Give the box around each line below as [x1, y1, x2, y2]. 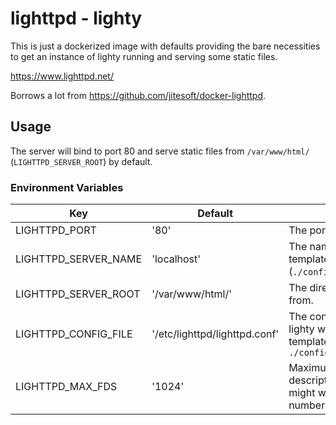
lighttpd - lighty [10, 7, 143, 30]
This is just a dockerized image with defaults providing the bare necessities [10, 40, 321, 52]
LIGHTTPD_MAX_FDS [15, 380, 118, 394]
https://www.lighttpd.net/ [10, 70, 114, 82]
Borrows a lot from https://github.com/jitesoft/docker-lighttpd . [10, 89, 267, 101]
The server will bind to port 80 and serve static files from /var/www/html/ [10, 145, 310, 157]
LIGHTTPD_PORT [15, 223, 97, 237]
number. [288, 398, 328, 412]
